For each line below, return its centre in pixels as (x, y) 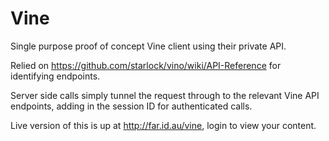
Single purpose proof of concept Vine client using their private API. (148, 46)
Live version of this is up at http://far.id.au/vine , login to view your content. (163, 125)
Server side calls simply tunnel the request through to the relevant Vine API (165, 95)
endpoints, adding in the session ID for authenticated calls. (131, 106)
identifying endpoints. (55, 76)
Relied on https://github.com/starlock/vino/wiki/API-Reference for (146, 65)
